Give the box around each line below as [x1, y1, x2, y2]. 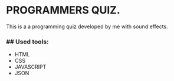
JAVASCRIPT [14, 63, 47, 70]
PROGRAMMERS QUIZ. [6, 4, 120, 17]
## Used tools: [6, 38, 49, 46]
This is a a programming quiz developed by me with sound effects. [6, 23, 168, 30]
